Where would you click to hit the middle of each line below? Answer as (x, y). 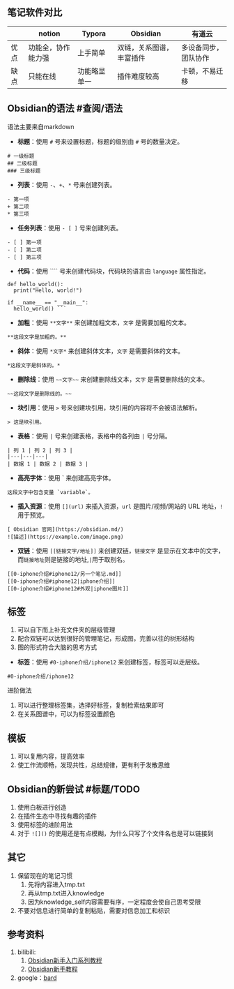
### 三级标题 (24, 171)
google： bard (37, 977)
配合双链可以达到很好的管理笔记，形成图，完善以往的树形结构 (106, 639)
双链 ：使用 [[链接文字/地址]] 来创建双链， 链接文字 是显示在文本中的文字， (121, 551)
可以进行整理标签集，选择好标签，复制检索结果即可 (91, 705)
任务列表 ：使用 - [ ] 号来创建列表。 (70, 228)
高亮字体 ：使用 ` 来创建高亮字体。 (66, 477)
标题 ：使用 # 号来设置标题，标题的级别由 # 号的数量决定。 (100, 141)
